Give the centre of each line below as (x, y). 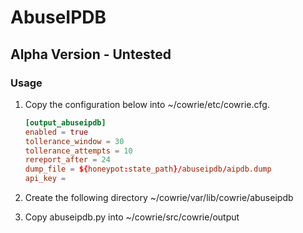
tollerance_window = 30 (74, 141)
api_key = (45, 179)
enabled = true (56, 132)
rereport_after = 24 (67, 160)
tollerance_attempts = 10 (78, 151)
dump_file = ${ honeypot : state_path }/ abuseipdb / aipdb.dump (148, 169)
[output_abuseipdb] (65, 122)
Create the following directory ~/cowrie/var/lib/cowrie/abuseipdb (159, 197)
